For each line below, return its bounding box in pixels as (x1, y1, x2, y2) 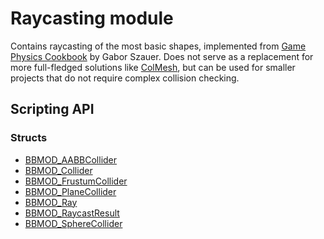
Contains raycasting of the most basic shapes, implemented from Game (10, 40, 307, 52)
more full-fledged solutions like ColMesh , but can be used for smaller (10, 61, 296, 73)
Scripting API (10, 101, 95, 118)
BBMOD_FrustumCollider (24, 175, 128, 187)
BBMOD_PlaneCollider (24, 185, 117, 197)
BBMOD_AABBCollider (24, 153, 118, 166)
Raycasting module (10, 7, 174, 30)
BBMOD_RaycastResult (24, 207, 120, 219)
